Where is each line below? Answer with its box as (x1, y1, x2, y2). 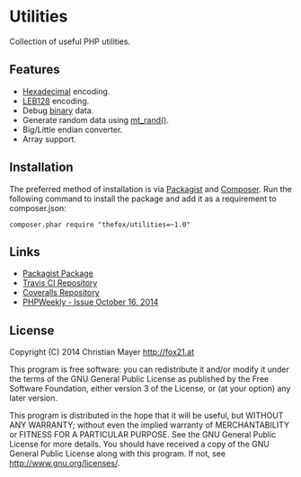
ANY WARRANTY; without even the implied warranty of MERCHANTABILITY (9, 420, 290, 430)
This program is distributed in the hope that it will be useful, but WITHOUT (9, 411, 284, 421)
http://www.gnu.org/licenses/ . (9, 458, 120, 469)
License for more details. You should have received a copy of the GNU (9, 438, 270, 450)
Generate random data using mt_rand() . (22, 114, 169, 125)
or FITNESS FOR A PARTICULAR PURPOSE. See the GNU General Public (9, 429, 277, 440)
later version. (9, 393, 58, 403)
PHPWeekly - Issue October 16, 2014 (22, 296, 159, 307)
